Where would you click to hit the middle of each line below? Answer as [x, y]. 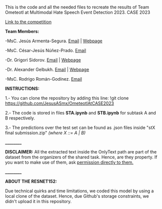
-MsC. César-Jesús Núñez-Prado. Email [46, 50]
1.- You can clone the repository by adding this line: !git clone [67, 98]
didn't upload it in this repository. [39, 201]
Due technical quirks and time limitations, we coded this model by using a [80, 191]
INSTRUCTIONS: [22, 89]
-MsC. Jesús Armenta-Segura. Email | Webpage [54, 41]
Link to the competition [28, 22]
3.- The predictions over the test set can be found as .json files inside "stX [80, 128]
